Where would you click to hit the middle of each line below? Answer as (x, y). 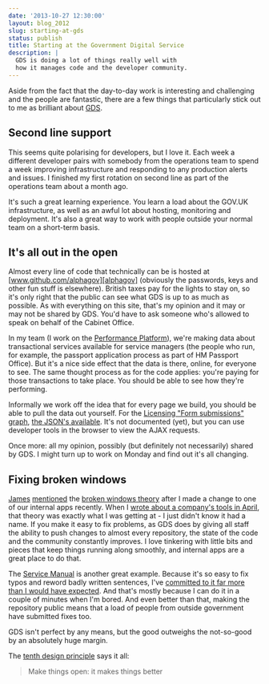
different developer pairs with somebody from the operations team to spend (133, 160)
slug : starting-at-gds (46, 30)
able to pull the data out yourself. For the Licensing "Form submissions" (126, 413)
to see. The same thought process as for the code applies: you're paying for (134, 372)
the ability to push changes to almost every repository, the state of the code (133, 533)
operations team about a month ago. (68, 186)
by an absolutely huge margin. (58, 641)
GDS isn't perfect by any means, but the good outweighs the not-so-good (130, 632)
